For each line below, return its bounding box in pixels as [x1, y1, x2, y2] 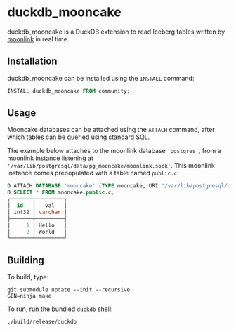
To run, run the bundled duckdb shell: [7, 305, 114, 313]
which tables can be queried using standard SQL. [7, 133, 150, 141]
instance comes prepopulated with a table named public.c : [7, 169, 179, 178]
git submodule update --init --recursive [7, 286, 131, 293]
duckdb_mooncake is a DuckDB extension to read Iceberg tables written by [7, 27, 225, 36]
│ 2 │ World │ [7, 228, 68, 235]
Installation [7, 55, 58, 67]
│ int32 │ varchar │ [7, 208, 68, 215]
